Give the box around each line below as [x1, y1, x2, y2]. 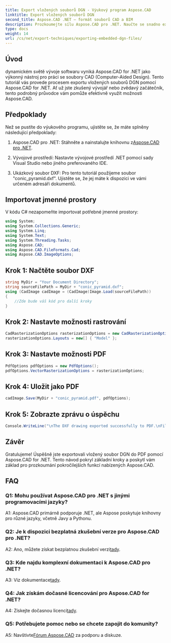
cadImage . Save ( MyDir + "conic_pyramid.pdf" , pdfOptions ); [5, 396, 131, 401]
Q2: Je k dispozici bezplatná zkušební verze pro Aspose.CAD [5, 528, 160, 535]
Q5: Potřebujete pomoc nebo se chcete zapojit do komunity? [5, 621, 158, 628]
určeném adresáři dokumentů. [12, 181, 76, 187]
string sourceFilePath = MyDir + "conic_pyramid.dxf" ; [5, 284, 124, 289]
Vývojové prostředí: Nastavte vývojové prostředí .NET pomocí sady [12, 154, 154, 161]
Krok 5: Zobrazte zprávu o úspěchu [5, 410, 120, 418]
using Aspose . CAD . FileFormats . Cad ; [5, 247, 81, 253]
